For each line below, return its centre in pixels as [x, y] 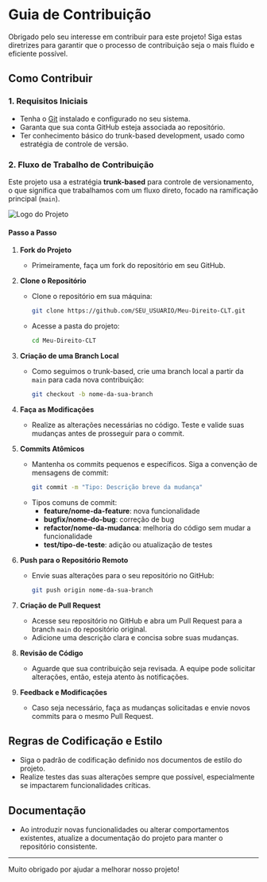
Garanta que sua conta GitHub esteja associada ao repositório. [122, 127]
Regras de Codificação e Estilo [85, 741]
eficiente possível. [38, 53]
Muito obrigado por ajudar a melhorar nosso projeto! [94, 869]
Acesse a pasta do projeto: [75, 326]
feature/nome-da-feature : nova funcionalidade [122, 511]
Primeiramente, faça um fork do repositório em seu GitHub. [128, 266]
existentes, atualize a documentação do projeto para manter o [121, 838]
